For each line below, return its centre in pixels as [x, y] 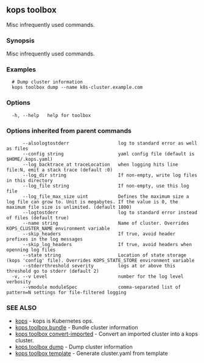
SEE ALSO [22, 308]
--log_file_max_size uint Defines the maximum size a [106, 197]
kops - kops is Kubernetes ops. [54, 321]
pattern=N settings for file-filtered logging [66, 292]
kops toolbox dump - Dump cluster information [74, 347]
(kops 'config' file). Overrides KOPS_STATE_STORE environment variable [100, 261]
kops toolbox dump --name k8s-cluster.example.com [77, 88]
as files [17, 149]
